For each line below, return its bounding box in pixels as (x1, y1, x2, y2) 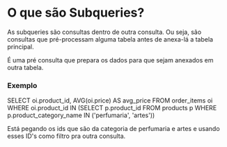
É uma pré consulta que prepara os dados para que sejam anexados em (7, 55, 214, 64)
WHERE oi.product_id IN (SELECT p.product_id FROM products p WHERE (7, 104, 217, 112)
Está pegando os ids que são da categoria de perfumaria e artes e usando (7, 125, 221, 133)
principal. (7, 42, 35, 51)
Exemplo (7, 80, 38, 90)
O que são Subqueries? (7, 5, 145, 21)
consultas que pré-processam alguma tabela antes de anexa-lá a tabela (7, 35, 214, 43)
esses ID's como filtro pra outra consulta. (7, 132, 126, 140)
